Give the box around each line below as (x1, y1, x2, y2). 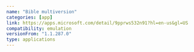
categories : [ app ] (6, 14, 53, 20)
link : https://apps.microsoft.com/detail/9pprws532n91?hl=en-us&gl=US (6, 20, 189, 26)
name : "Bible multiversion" (6, 8, 78, 15)
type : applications (6, 36, 56, 42)
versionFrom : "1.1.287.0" (6, 31, 72, 37)
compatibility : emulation (6, 25, 72, 32)
